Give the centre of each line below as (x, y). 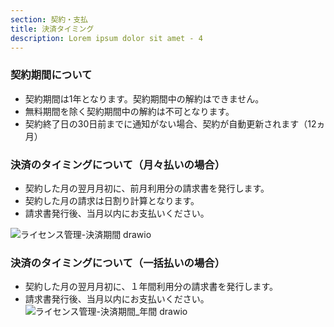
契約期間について (51, 75)
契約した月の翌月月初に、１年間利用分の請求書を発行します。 (151, 287)
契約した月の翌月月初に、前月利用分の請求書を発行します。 (147, 188)
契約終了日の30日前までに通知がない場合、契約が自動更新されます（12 (170, 123)
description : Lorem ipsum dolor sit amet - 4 (106, 38)
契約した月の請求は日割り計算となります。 (112, 200)
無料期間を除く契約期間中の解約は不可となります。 (129, 111)
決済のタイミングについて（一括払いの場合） (118, 263)
